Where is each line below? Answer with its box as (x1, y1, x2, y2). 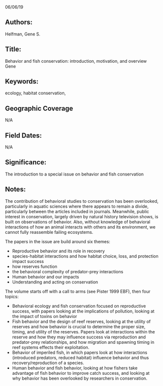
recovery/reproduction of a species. (12, 360, 84, 366)
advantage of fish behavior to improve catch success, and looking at (12, 370, 150, 376)
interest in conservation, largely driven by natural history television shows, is (5, 213, 159, 219)
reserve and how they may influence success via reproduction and (12, 334, 146, 340)
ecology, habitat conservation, (5, 90, 66, 96)
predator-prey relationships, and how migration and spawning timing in (12, 339, 155, 345)
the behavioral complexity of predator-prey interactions (12, 268, 124, 274)
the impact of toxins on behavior (12, 313, 77, 319)
